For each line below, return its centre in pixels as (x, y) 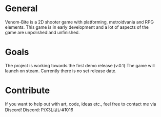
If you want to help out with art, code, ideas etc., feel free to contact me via (81, 104)
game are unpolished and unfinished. (42, 32)
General (21, 9)
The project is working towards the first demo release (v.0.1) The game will (80, 65)
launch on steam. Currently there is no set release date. (61, 71)
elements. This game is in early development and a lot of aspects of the (77, 27)
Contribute (28, 90)
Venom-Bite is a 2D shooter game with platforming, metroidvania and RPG (80, 22)
